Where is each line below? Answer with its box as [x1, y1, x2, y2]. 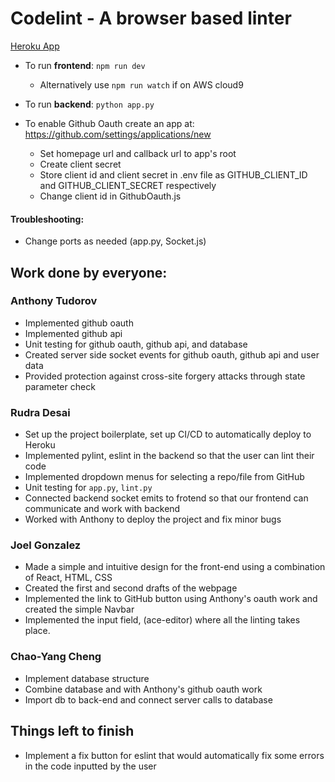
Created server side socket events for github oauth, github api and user [24, 348, 320, 361]
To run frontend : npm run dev [24, 59, 146, 71]
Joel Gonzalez [10, 538, 82, 552]
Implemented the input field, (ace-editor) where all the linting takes [24, 614, 301, 626]
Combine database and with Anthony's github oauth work [24, 683, 263, 695]
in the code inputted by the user [24, 760, 157, 772]
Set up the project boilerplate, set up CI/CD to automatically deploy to [24, 428, 312, 441]
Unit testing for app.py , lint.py [24, 482, 153, 494]
